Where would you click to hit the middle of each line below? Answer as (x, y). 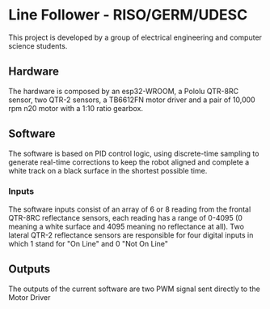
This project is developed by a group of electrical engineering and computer (135, 37)
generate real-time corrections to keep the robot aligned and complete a (129, 162)
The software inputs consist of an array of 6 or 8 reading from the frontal (130, 209)
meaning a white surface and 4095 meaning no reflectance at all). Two (127, 226)
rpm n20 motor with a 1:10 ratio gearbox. (76, 108)
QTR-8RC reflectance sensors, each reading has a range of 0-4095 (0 (125, 217)
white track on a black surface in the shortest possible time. (108, 170)
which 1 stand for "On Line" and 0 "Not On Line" (88, 243)
